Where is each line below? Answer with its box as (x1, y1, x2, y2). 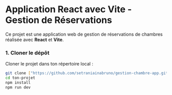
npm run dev (5, 85, 31, 90)
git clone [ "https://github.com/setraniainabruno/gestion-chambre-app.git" (5, 71, 170, 76)
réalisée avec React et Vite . (5, 37, 64, 43)
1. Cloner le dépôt (5, 49, 50, 56)
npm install (5, 80, 31, 85)
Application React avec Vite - (5, 4, 132, 15)
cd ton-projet (5, 75, 36, 81)
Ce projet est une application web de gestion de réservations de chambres (5, 31, 163, 37)
